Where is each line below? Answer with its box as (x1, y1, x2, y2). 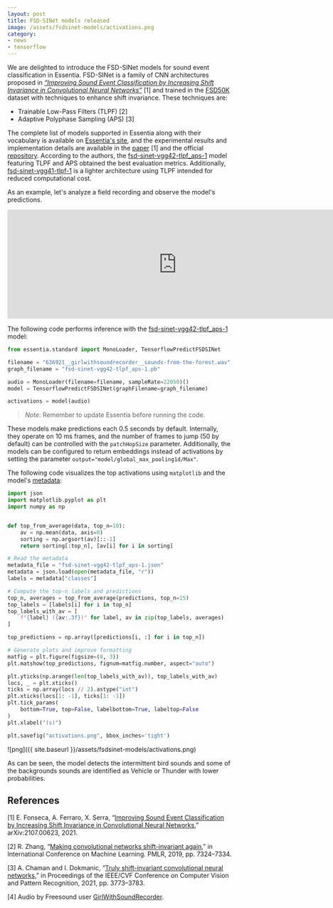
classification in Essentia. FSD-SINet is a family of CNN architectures (7, 71, 210, 79)
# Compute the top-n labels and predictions (7, 587, 142, 595)
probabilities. (7, 774, 46, 783)
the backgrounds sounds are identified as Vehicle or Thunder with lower (7, 766, 219, 775)
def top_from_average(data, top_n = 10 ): (7, 522, 126, 530)
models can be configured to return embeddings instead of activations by (7, 447, 223, 456)
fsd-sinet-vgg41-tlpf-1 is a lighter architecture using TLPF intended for (7, 167, 213, 175)
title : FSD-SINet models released (7, 17, 110, 24)
